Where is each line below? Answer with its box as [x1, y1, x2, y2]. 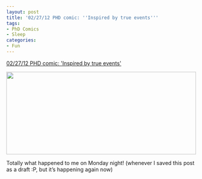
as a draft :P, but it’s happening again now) [6, 166, 113, 173]
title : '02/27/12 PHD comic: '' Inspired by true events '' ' [6, 15, 159, 21]
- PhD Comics [6, 26, 39, 32]
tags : [6, 20, 20, 26]
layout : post [6, 9, 39, 15]
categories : [6, 37, 36, 43]
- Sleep [6, 32, 26, 38]
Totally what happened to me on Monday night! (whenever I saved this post [6, 159, 195, 166]
